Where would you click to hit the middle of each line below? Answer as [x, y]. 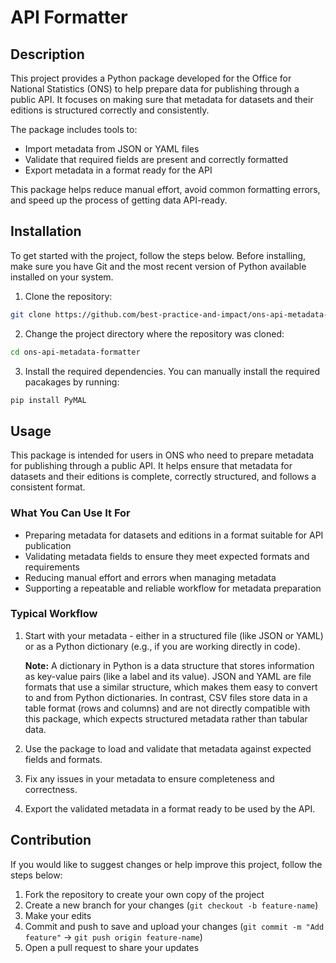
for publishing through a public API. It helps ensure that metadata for [151, 466]
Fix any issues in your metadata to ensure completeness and [149, 778]
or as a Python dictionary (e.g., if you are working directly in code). [162, 646]
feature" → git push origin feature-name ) [113, 937]
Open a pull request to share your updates [112, 947]
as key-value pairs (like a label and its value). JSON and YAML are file [168, 676]
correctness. [51, 789]
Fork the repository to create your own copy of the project [144, 894]
